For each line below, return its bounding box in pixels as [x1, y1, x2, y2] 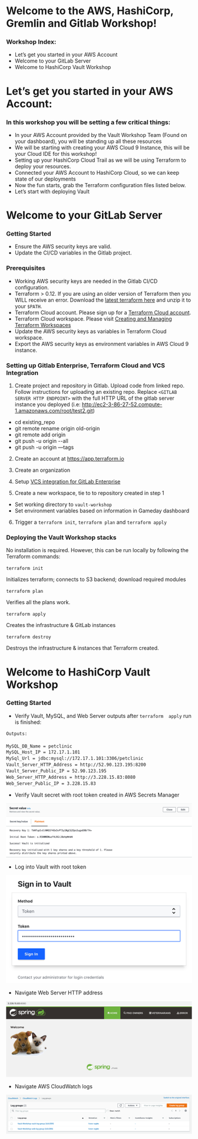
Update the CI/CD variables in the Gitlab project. [14, 249, 132, 256]
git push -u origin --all [14, 438, 69, 445]
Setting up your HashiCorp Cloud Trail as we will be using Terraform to [14, 156, 187, 164]
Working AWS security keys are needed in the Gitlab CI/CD [14, 278, 158, 285]
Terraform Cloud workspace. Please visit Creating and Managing [14, 315, 172, 322]
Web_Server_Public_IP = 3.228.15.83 [6, 781, 96, 786]
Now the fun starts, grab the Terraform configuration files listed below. [14, 181, 186, 188]
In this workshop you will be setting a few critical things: [6, 118, 171, 126]
